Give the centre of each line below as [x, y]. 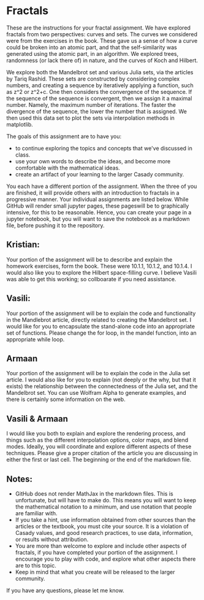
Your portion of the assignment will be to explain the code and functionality [101, 313]
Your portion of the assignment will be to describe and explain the [89, 259]
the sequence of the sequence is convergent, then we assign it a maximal [99, 98]
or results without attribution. [52, 539]
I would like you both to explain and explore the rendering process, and [96, 434]
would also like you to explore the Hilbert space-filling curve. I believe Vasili [102, 272]
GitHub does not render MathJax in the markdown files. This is [94, 494]
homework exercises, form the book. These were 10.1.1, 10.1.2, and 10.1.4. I [99, 266]
